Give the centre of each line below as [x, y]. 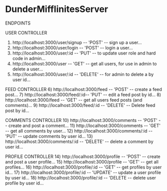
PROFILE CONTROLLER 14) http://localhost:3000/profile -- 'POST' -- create [83, 156]
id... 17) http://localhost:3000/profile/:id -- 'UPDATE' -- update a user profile [83, 172]
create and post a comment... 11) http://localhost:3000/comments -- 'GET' [84, 125]
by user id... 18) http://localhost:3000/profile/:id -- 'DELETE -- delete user [81, 177]
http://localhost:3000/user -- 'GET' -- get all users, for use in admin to [84, 63]
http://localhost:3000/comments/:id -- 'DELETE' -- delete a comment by [79, 141]
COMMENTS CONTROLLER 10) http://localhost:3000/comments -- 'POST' [82, 120]
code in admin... [29, 58]
